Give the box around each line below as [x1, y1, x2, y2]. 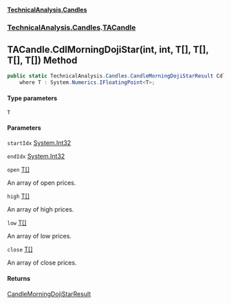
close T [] [7, 245, 33, 253]
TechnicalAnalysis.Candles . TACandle [7, 23, 136, 32]
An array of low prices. [7, 232, 72, 240]
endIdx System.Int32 [7, 152, 65, 161]
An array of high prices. [7, 205, 74, 214]
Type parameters [7, 93, 58, 102]
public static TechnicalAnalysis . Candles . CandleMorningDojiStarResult [7, 73, 214, 80]
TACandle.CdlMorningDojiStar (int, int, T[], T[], [7, 43, 209, 55]
